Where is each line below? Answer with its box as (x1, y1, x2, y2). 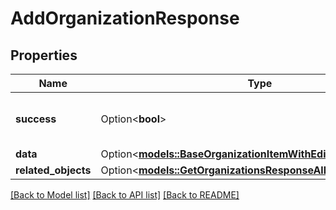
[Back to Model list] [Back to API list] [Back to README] (10, 189, 240, 201)
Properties (10, 47, 78, 64)
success (15, 112, 57, 126)
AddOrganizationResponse (10, 7, 240, 30)
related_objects (15, 163, 92, 177)
